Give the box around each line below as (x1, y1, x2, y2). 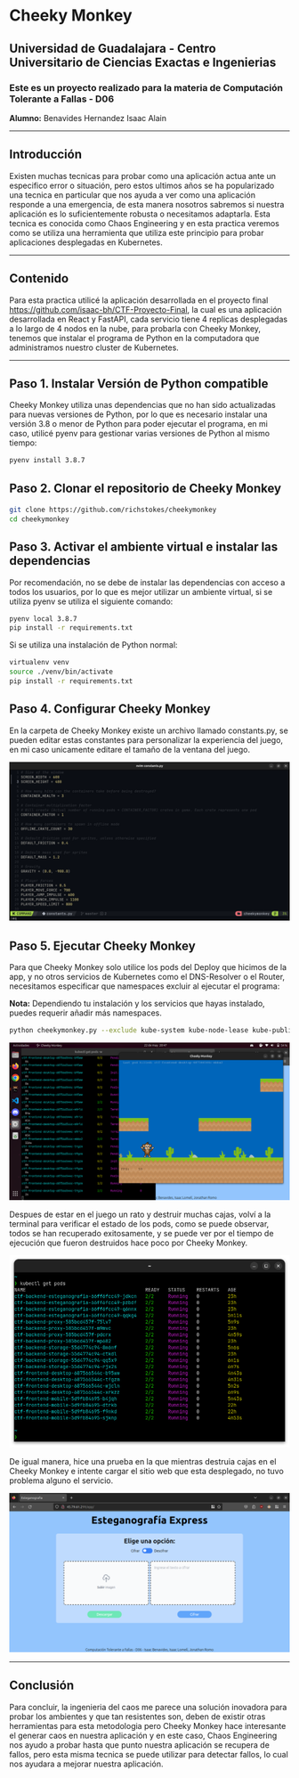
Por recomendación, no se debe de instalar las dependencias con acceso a (9, 576, 286, 588)
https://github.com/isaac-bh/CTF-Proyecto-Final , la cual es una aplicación (9, 304, 282, 314)
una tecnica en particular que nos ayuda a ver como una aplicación (9, 189, 256, 200)
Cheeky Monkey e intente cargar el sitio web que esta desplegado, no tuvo (9, 1466, 285, 1477)
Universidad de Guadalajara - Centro (9, 41, 216, 56)
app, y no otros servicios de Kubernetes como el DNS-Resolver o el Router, (9, 972, 286, 983)
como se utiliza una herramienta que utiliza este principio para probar (9, 227, 264, 238)
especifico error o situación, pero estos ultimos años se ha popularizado (9, 180, 275, 191)
